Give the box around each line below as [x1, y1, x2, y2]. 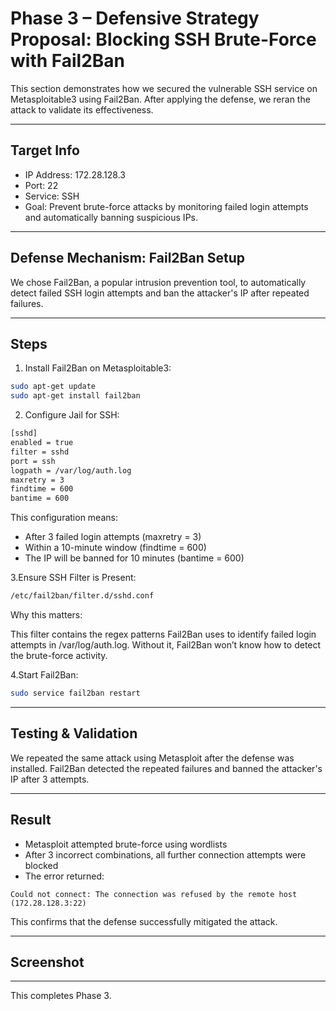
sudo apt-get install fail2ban [10, 391, 141, 401]
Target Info [10, 142, 80, 159]
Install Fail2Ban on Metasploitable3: [24, 362, 172, 374]
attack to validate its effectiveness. [10, 103, 154, 116]
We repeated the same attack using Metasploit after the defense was [10, 752, 295, 764]
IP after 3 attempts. [10, 773, 90, 785]
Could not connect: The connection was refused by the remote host [10, 889, 298, 899]
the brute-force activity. [10, 650, 108, 661]
